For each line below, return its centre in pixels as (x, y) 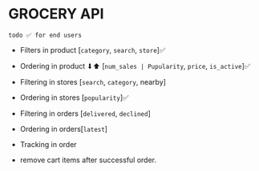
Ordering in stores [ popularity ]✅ (74, 97)
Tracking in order (49, 144)
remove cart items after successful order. (88, 160)
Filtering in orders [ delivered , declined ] (85, 113)
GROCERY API (56, 14)
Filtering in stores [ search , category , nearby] (93, 82)
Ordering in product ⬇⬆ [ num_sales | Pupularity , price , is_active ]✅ (135, 66)
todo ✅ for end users (45, 35)
